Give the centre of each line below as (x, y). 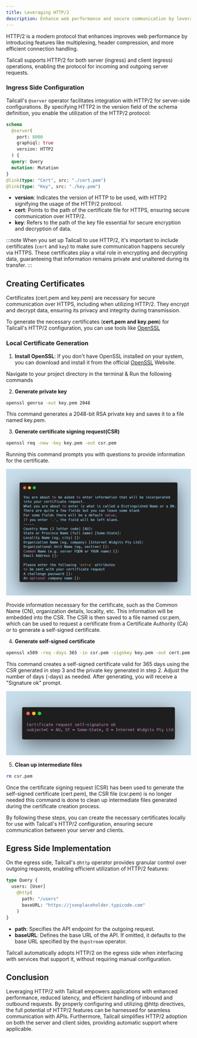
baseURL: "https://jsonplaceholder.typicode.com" (83, 905)
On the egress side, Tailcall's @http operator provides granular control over (96, 863)
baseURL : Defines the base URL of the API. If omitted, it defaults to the (100, 935)
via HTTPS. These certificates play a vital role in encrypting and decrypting (97, 253)
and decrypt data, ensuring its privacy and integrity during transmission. (93, 310)
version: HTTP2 (35, 149)
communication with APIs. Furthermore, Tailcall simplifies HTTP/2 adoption (97, 1016)
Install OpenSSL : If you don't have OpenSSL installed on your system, (99, 356)
